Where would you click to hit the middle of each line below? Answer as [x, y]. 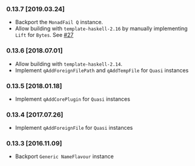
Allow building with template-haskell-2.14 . [69, 64]
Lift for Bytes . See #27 [44, 35]
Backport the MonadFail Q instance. [59, 22]
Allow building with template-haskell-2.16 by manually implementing [101, 28]
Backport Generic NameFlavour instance [64, 156]
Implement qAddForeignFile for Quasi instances [74, 128]
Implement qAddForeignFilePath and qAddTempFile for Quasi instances [102, 70]
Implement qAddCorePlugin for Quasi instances [72, 99]
